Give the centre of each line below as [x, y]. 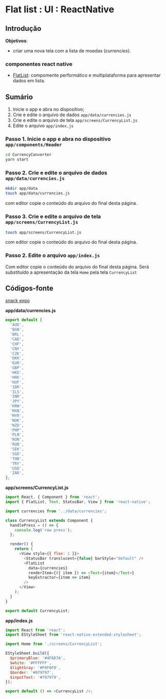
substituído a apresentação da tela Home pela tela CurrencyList [71, 272]
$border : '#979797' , [32, 672]
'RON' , [17, 440]
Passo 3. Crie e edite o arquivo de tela [53, 217]
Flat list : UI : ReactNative [60, 10]
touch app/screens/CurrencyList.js [43, 232]
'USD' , [17, 468]
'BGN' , [17, 330]
